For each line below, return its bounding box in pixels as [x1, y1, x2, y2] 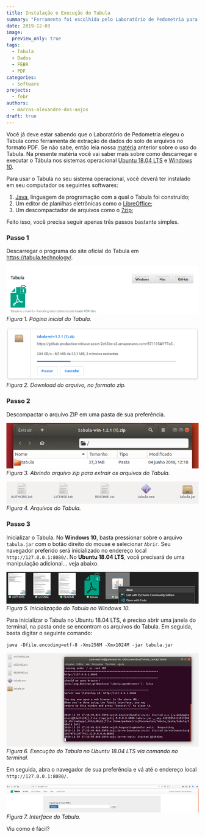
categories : [6, 74, 37, 81]
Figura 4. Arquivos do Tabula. [6, 504, 81, 512]
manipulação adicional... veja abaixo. [6, 559, 99, 567]
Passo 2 [6, 397, 31, 405]
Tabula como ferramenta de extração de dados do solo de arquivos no [6, 137, 184, 144]
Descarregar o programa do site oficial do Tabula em [6, 247, 139, 254]
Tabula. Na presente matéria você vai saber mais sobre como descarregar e [6, 150, 197, 157]
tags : [6, 42, 20, 48]
